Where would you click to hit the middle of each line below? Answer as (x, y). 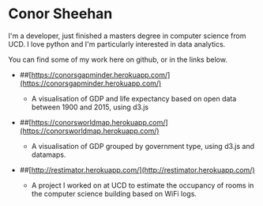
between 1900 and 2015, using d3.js (90, 107)
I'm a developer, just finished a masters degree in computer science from (127, 36)
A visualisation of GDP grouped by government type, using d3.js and (143, 146)
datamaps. (49, 154)
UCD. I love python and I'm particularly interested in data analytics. (117, 44)
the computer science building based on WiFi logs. (114, 193)
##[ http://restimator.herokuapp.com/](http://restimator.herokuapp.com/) (137, 170)
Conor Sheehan (60, 14)
